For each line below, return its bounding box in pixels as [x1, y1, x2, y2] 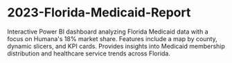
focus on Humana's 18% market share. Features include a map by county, [7, 34, 218, 42]
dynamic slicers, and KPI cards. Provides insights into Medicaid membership [7, 42, 225, 50]
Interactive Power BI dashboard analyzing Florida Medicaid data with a [7, 27, 208, 36]
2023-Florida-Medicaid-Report [7, 5, 191, 21]
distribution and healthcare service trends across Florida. [7, 49, 171, 58]
